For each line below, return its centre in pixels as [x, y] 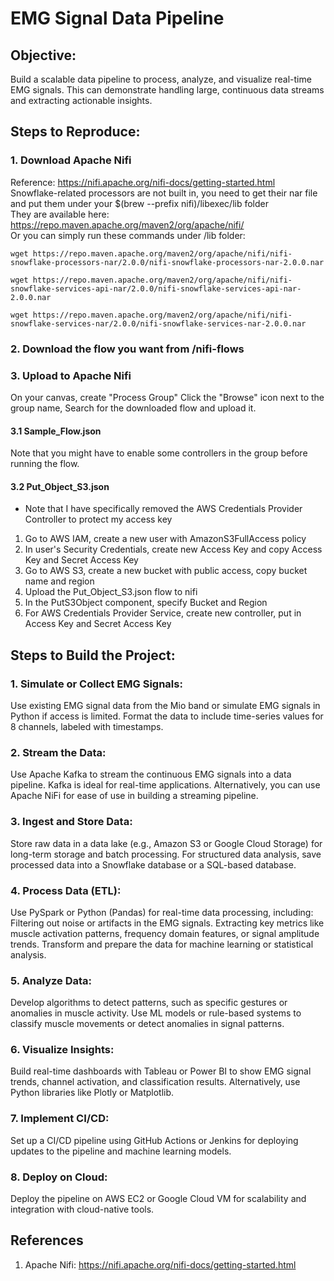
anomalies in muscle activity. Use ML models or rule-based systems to [156, 1013]
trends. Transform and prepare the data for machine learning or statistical [162, 944]
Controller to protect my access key [98, 519]
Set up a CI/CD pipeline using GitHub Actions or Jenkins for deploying [154, 1140]
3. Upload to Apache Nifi [71, 375]
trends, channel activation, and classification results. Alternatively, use [155, 1082]
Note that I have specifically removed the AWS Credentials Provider [163, 509]
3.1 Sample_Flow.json [56, 431]
